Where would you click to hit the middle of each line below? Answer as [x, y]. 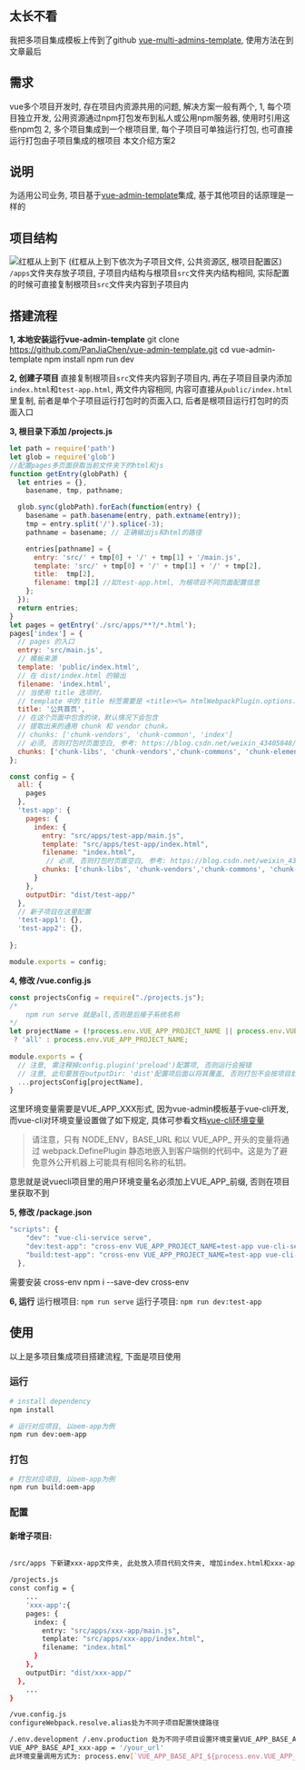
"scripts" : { [34, 1229]
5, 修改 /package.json [51, 1212]
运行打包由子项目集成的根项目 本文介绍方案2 [93, 140]
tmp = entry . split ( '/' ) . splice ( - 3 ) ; [95, 524]
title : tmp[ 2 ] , [64, 574]
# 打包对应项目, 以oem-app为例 [62, 1479]
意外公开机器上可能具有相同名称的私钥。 [115, 1162]
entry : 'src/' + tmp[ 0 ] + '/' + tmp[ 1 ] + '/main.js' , [138, 557]
